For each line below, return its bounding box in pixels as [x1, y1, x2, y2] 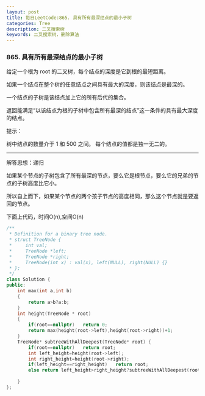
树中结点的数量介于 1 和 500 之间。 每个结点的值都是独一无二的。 [6, 140, 171, 148]
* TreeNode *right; [9, 254, 70, 260]
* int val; [9, 242, 48, 249]
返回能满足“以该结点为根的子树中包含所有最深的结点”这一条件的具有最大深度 [6, 107, 198, 114]
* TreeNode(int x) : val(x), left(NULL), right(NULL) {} [9, 259, 168, 265]
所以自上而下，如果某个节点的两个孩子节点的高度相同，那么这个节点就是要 [6, 193, 193, 200]
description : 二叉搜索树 [6, 26, 65, 32]
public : [6, 282, 26, 289]
